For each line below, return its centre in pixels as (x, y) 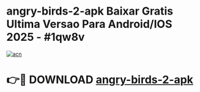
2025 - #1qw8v (46, 37)
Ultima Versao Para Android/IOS (89, 24)
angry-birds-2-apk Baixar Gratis (90, 11)
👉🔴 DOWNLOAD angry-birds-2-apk (100, 80)
